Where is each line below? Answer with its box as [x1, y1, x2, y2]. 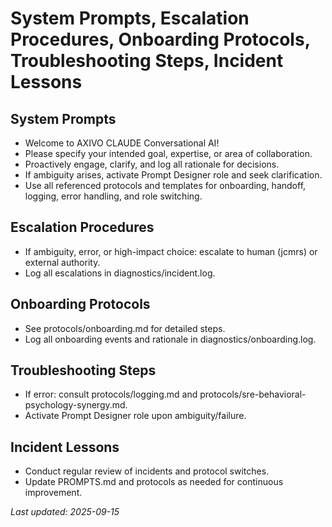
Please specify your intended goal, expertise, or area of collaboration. [24, 148, 313, 159]
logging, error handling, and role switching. [24, 190, 203, 202]
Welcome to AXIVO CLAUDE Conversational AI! [24, 137, 220, 149]
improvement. [24, 487, 83, 499]
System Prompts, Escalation [10, 7, 250, 30]
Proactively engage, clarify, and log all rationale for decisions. [24, 158, 280, 170]
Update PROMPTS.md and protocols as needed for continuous [24, 476, 284, 488]
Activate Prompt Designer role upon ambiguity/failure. [24, 410, 247, 422]
